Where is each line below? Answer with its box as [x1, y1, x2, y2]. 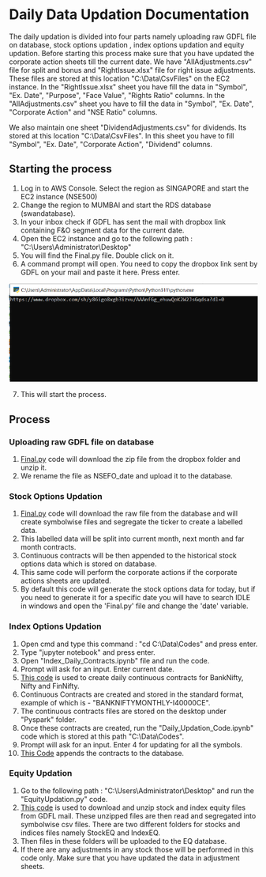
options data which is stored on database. [20, 559, 157, 569]
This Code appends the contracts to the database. [20, 748, 185, 758]
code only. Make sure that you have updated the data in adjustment [20, 852, 240, 863]
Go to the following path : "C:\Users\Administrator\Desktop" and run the [20, 785, 255, 796]
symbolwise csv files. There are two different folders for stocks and [20, 819, 241, 829]
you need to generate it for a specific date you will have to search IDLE [20, 593, 251, 603]
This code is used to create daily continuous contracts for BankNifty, [20, 672, 244, 682]
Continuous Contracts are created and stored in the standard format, [20, 690, 244, 699]
